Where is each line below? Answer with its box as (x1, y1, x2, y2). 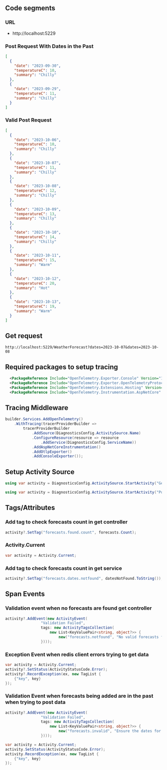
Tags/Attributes (5, 504, 56, 512)
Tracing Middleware (5, 403, 69, 412)
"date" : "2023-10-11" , (14, 253, 61, 258)
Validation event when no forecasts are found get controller (5, 605, 152, 612)
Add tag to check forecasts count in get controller (5, 518, 128, 525)
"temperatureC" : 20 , (14, 281, 57, 286)
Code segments (5, 4, 56, 12)
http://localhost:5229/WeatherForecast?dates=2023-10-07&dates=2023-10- (5, 345, 159, 350)
